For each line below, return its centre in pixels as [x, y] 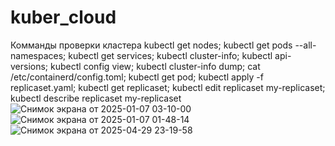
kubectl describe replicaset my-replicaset [96, 98]
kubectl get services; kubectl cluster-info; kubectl [170, 55]
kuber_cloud [63, 17]
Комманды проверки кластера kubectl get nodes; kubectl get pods [151, 45]
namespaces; [38, 55]
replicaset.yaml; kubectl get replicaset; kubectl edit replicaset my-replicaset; [168, 87]
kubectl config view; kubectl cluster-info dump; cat [155, 66]
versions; [29, 66]
